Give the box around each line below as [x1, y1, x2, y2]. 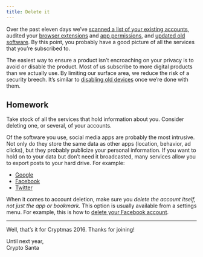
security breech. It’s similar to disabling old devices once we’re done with [6, 76, 188, 83]
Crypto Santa [6, 244, 39, 252]
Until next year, [6, 238, 44, 245]
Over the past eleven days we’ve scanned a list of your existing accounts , [6, 25, 190, 33]
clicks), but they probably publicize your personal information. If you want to [6, 146, 196, 154]
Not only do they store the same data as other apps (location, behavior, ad [6, 140, 192, 148]
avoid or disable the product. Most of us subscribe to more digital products [6, 63, 193, 70]
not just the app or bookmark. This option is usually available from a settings [6, 202, 197, 209]
